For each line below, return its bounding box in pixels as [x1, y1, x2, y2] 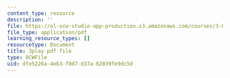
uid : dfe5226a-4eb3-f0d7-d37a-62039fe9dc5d [7, 60, 133, 67]
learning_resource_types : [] [7, 35, 90, 42]
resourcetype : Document [7, 41, 75, 48]
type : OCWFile [7, 54, 48, 61]
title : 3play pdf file [7, 48, 72, 55]
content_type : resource [7, 9, 75, 17]
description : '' [7, 16, 53, 23]
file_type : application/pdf [7, 28, 88, 36]
